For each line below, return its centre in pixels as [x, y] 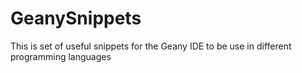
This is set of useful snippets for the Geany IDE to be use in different [151, 46]
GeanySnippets [76, 18]
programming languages [61, 56]
